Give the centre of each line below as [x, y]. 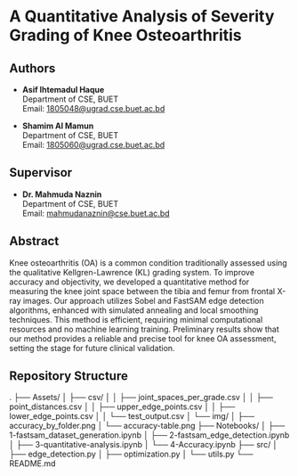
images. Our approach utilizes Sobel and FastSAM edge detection [143, 300]
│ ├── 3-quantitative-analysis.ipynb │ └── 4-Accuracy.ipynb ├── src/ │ [144, 445]
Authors [32, 68]
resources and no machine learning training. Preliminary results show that [145, 329]
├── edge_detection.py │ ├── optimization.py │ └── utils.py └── [131, 454]
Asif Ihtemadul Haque [63, 90]
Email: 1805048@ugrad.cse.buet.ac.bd [93, 108]
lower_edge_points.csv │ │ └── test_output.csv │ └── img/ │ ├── [132, 416]
